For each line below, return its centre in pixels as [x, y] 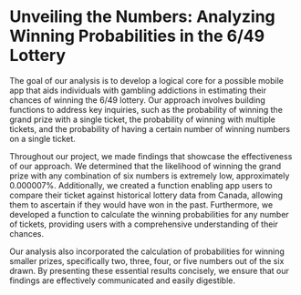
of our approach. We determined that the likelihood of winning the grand [145, 166]
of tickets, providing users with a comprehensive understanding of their [144, 224]
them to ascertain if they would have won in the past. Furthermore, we [141, 204]
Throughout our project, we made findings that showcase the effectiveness [151, 156]
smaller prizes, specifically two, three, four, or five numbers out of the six [147, 260]
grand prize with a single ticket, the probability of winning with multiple [143, 119]
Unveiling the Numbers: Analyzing [142, 17]
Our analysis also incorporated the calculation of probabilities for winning [147, 251]
